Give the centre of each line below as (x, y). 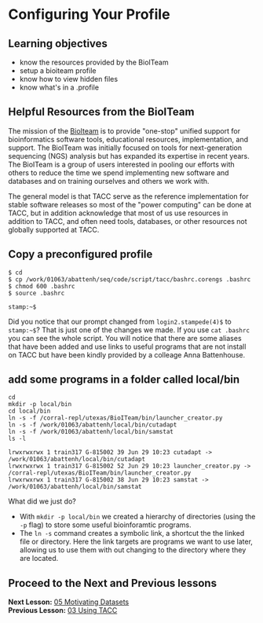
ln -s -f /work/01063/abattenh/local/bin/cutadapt (93, 425)
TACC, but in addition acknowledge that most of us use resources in (118, 213)
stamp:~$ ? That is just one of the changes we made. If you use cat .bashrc (129, 330)
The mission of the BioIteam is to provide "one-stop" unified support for (124, 130)
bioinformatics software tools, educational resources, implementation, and (128, 139)
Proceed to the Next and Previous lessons (113, 583)
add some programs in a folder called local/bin (124, 380)
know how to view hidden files (69, 79)
